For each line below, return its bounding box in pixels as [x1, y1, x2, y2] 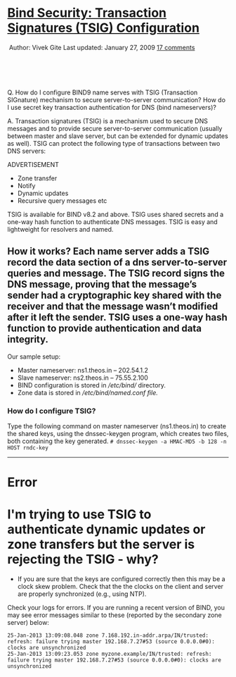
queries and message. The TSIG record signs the [7, 268, 225, 280]
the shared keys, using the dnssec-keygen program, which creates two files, [7, 430, 229, 438]
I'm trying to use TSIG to [7, 507, 152, 523]
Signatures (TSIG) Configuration [7, 20, 200, 36]
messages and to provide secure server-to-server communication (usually [7, 124, 223, 132]
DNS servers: [7, 147, 46, 155]
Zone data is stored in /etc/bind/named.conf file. [17, 388, 158, 397]
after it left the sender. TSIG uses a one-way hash [7, 311, 228, 323]
